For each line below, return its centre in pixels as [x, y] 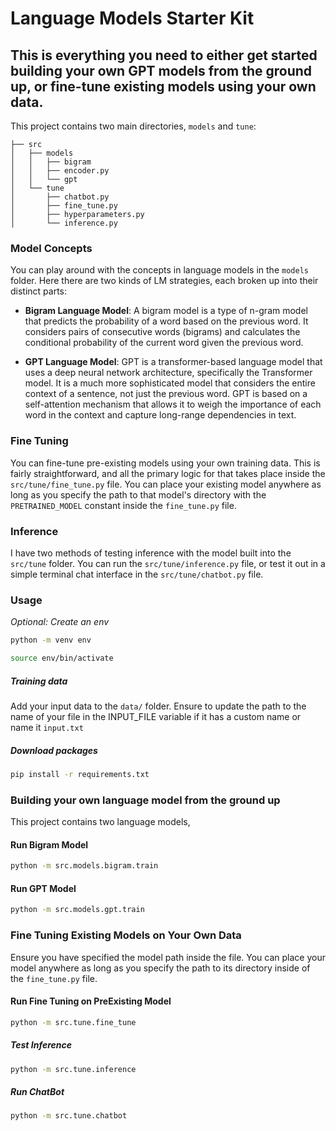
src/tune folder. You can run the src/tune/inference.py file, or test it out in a [168, 563]
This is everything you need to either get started [164, 55]
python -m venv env [51, 640]
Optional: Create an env [60, 622]
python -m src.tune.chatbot [69, 1116]
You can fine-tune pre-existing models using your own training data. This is [165, 463]
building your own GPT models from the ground [161, 70]
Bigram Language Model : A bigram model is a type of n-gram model [166, 311]
